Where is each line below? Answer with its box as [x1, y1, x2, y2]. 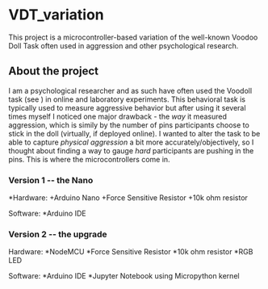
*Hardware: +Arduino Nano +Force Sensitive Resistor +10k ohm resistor [8, 193, 249, 203]
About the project [8, 65, 99, 78]
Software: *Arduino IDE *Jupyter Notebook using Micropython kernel [8, 271, 240, 281]
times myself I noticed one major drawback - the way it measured [8, 111, 228, 121]
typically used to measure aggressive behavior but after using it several [8, 103, 246, 112]
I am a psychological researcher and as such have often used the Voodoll [8, 86, 253, 95]
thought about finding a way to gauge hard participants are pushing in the [8, 145, 254, 155]
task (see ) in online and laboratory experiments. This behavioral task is [8, 94, 246, 104]
